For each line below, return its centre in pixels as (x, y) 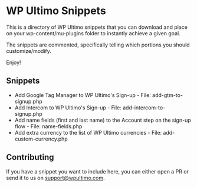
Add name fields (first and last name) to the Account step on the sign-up (103, 120)
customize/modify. (29, 51)
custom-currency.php (41, 139)
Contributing (30, 157)
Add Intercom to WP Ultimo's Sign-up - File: (68, 108)
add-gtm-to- (168, 95)
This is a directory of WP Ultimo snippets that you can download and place (97, 27)
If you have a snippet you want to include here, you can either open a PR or (97, 171)
